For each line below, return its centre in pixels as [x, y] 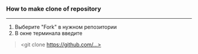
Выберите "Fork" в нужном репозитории [66, 27]
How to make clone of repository [54, 9]
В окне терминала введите [48, 33]
